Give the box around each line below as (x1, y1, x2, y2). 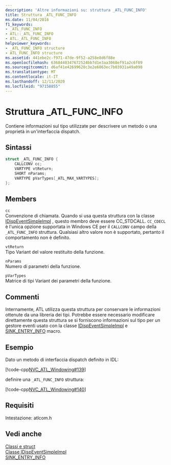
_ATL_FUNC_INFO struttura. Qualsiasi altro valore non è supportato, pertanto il (5, 229, 164, 235)
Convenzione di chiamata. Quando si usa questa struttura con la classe (5, 213, 155, 219)
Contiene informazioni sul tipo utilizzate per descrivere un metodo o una (5, 123, 157, 129)
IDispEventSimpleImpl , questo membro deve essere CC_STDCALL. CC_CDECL (5, 218, 166, 225)
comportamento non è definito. (5, 234, 70, 241)
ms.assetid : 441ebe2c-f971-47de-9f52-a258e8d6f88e (5, 55, 115, 60)
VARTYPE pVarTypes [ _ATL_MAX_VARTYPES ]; (14, 175, 100, 181)
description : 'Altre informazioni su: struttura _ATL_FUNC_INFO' (5, 7, 147, 13)
